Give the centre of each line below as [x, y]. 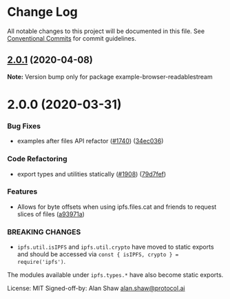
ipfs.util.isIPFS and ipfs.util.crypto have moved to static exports [116, 247]
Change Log [42, 12]
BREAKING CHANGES [44, 231]
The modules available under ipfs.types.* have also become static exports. [115, 275]
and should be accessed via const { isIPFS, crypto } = [98, 254]
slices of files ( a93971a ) [51, 214]
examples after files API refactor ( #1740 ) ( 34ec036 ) [90, 141]
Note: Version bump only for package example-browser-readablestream [110, 76]
